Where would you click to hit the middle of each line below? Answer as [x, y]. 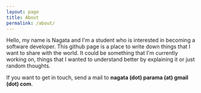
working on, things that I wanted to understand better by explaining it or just [101, 59]
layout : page [23, 12]
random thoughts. [28, 66]
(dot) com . [20, 84]
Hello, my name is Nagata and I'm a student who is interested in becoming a [101, 40]
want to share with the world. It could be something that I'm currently [92, 53]
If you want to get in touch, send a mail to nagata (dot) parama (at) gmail [97, 78]
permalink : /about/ [31, 23]
